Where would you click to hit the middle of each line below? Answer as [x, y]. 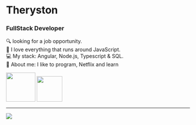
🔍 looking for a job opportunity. [44, 41]
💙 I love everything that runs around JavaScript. [63, 49]
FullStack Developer [35, 28]
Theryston [32, 10]
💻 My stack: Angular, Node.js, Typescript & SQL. [65, 56]
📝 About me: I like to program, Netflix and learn [62, 65]
